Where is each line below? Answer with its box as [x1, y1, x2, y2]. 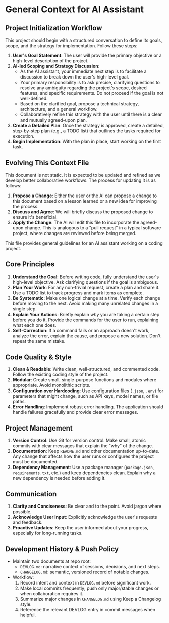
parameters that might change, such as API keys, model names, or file [12, 393, 158, 399]
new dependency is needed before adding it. [12, 475, 106, 481]
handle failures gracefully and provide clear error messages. [12, 409, 139, 415]
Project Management [5, 424, 73, 433]
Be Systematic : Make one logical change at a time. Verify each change [12, 295, 160, 301]
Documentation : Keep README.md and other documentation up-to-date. [12, 448, 160, 454]
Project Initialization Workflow [5, 24, 102, 32]
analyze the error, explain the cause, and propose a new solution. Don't [12, 333, 161, 339]
